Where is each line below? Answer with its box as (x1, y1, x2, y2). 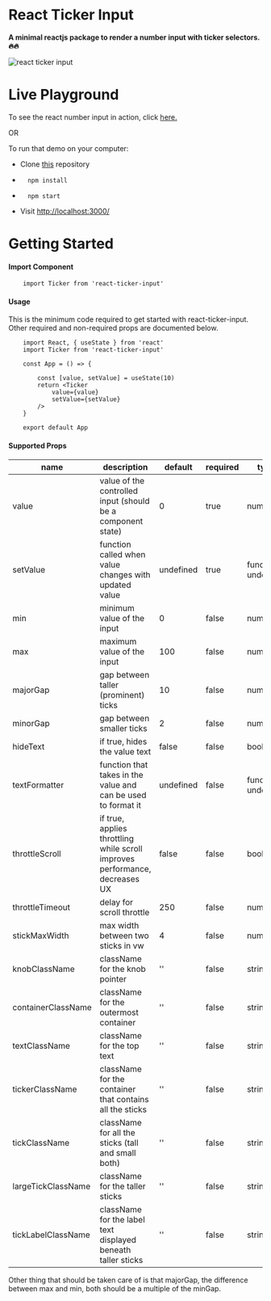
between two (99, 930, 149, 941)
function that (99, 758, 148, 770)
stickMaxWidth (12, 930, 70, 941)
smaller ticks (99, 722, 148, 733)
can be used (99, 789, 147, 800)
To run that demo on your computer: (8, 143, 129, 153)
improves (99, 853, 135, 864)
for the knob (99, 963, 147, 974)
